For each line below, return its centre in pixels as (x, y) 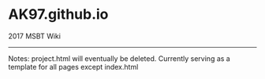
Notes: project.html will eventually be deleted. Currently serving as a (119, 58)
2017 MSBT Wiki (35, 36)
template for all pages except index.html (73, 66)
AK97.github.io (58, 14)
